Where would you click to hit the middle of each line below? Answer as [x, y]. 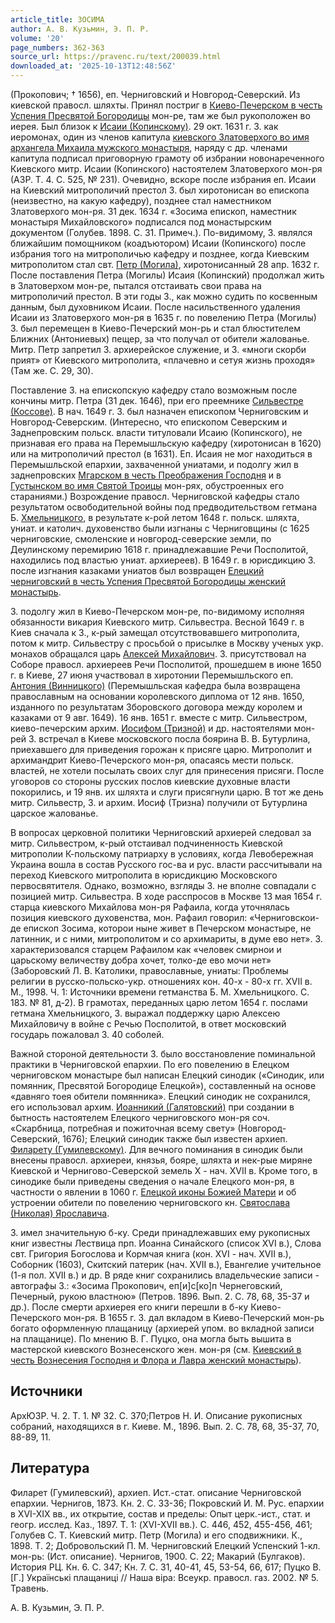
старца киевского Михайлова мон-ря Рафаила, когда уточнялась [150, 907]
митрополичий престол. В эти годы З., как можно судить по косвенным [164, 296]
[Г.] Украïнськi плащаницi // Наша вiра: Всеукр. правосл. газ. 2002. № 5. [164, 1577]
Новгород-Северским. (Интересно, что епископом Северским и [149, 422]
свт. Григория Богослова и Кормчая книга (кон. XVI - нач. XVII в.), [151, 1254]
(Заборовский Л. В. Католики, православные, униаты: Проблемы [149, 970]
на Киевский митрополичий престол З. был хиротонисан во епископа [160, 190]
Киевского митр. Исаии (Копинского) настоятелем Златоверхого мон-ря [166, 169]
